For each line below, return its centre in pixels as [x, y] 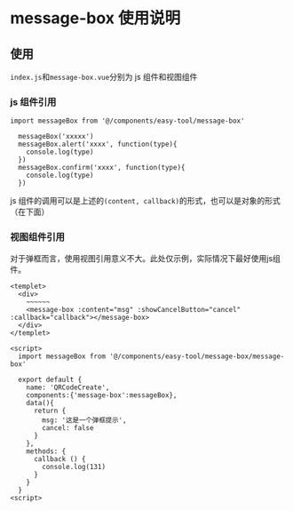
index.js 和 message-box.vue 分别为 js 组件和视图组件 [104, 77]
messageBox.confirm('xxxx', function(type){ [102, 168]
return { [50, 411]
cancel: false [68, 427]
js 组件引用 [33, 101]
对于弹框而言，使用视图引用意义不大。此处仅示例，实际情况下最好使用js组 [145, 258]
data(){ [40, 403]
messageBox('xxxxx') [56, 137]
